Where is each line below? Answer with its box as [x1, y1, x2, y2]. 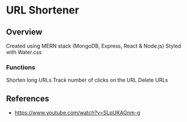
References [6, 93, 49, 103]
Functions [6, 63, 35, 71]
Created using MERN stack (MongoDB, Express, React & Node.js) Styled [6, 42, 181, 49]
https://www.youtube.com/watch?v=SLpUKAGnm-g [14, 109, 141, 116]
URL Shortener [6, 4, 79, 17]
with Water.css [6, 49, 42, 56]
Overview [6, 27, 43, 37]
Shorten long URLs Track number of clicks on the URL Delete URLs [6, 77, 169, 84]
